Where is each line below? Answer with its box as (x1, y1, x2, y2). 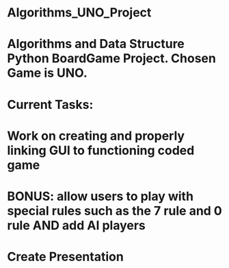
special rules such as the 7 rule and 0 (7, 203, 222, 219)
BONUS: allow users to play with (7, 188, 193, 204)
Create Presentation (7, 249, 124, 265)
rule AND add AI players (7, 217, 146, 233)
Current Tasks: (7, 97, 94, 112)
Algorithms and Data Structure (7, 36, 185, 52)
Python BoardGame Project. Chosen (7, 51, 217, 66)
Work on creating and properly (7, 128, 185, 143)
